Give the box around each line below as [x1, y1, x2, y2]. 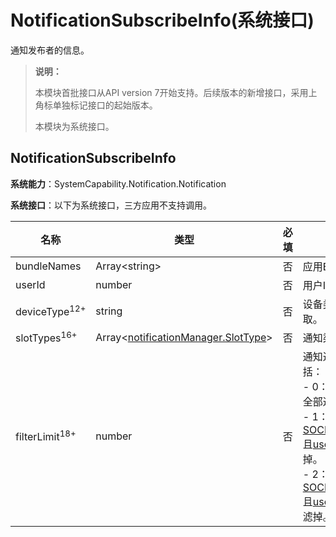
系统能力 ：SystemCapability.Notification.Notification [10, 177, 227, 190]
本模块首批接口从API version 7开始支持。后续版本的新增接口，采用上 [34, 86, 318, 98]
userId [15, 277, 46, 291]
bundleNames [15, 259, 82, 273]
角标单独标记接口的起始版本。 [34, 99, 158, 111]
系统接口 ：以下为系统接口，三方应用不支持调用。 [10, 199, 212, 211]
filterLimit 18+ [15, 428, 77, 444]
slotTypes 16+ [15, 329, 78, 345]
